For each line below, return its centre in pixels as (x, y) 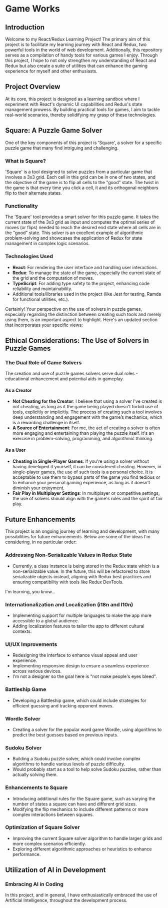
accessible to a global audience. (45, 621)
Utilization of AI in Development (55, 870)
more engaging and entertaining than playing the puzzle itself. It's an (83, 433)
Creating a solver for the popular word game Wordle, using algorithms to (87, 729)
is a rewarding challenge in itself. (46, 423)
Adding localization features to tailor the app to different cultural (78, 626)
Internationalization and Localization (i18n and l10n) (69, 604)
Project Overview (33, 87)
